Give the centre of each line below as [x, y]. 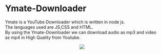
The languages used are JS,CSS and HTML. [49, 27]
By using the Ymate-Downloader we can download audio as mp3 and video [81, 32]
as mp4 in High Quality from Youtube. [43, 37]
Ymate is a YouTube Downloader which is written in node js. [65, 22]
